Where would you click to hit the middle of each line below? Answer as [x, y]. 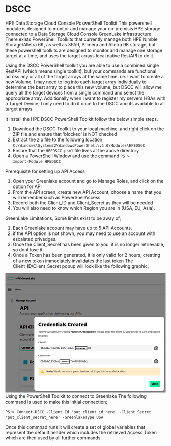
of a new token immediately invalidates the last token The [73, 261]
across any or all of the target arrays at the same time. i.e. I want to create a [84, 76]
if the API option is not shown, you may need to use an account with [84, 233]
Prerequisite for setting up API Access [45, 171]
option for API [27, 186]
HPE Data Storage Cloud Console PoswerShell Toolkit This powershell [78, 23]
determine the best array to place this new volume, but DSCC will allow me [83, 87]
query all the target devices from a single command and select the [75, 92]
